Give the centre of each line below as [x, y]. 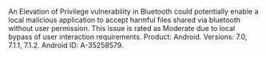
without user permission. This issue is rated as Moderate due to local [122, 28]
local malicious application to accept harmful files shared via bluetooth [125, 20]
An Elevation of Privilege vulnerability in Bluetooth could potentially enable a [133, 12]
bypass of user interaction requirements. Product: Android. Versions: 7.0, [128, 37]
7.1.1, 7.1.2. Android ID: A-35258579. [66, 45]
